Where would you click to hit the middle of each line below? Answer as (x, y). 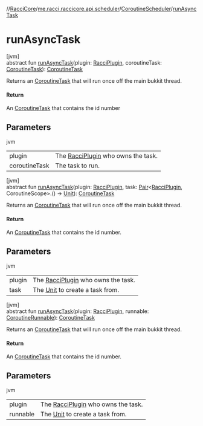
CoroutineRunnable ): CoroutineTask (51, 317)
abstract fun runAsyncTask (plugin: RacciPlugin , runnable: (78, 311)
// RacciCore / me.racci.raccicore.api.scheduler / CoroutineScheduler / (90, 9)
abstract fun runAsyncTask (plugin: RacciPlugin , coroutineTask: (84, 62)
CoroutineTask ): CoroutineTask (45, 69)
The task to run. (77, 166)
